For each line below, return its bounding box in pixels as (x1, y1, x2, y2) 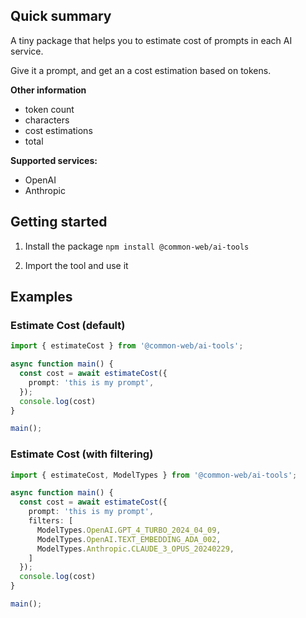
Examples (10, 289, 73, 306)
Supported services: (10, 154, 98, 166)
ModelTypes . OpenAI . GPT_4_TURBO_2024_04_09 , (36, 525, 222, 535)
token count (24, 103, 75, 115)
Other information (10, 84, 87, 96)
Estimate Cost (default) (10, 318, 126, 332)
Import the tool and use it (24, 259, 129, 271)
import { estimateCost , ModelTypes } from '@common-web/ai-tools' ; (10, 470, 298, 480)
